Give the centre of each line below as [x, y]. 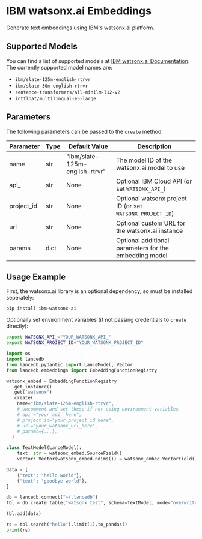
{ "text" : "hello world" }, [50, 475]
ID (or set [129, 206]
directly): [17, 326]
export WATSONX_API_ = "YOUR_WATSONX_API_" [59, 337]
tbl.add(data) [24, 514]
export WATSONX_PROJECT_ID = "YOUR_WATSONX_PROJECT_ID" [75, 343]
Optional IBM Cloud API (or [154, 181]
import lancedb [25, 359]
